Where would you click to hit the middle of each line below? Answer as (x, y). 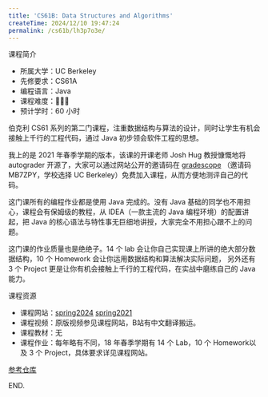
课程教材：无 (41, 333)
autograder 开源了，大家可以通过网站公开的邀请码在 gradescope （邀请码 (130, 165)
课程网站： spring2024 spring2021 (76, 313)
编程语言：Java (46, 91)
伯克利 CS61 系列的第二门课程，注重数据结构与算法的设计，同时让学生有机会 (134, 128)
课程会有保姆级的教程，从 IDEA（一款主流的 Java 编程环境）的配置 (132, 212)
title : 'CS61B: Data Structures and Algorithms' (91, 16)
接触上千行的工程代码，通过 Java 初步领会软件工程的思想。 (106, 138)
